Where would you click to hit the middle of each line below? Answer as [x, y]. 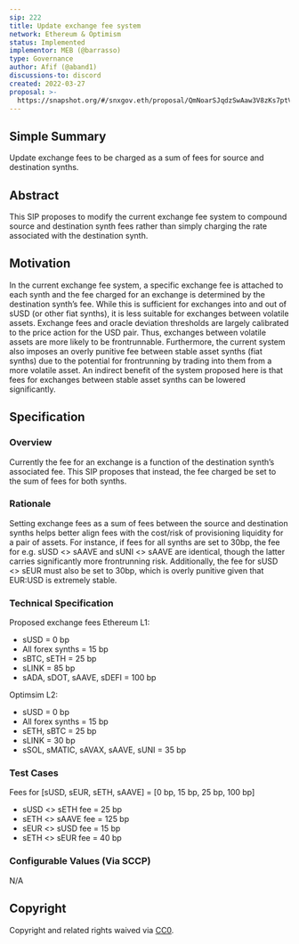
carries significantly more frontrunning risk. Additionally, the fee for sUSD [144, 561]
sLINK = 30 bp [48, 741]
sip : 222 [25, 17]
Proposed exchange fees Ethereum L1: [80, 623]
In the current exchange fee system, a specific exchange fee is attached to [146, 285]
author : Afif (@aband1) [53, 68]
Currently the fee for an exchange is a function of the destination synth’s [142, 462]
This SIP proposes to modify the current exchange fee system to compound [148, 216]
